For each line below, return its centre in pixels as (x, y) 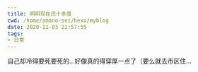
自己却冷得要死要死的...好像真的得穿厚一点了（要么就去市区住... (100, 61)
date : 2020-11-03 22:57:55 (47, 27)
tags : (15, 34)
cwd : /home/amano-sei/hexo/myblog (58, 20)
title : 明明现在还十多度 (40, 14)
